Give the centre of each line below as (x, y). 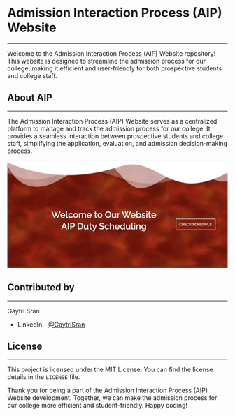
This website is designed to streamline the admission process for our (107, 61)
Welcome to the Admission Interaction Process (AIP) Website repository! (112, 53)
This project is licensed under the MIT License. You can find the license (110, 370)
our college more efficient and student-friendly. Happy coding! (97, 406)
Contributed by (41, 288)
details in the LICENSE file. (44, 377)
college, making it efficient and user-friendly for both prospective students (115, 68)
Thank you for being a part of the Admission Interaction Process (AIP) (108, 391)
